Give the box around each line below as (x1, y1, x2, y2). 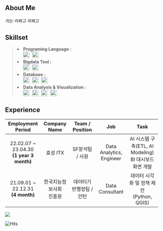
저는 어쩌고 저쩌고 (5, 18, 39, 24)
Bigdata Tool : (23, 59, 52, 65)
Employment (8, 120, 38, 127)
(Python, (132, 193, 152, 200)
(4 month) (11, 191, 35, 198)
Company (43, 120, 67, 127)
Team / (74, 120, 91, 127)
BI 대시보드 (130, 156, 154, 163)
